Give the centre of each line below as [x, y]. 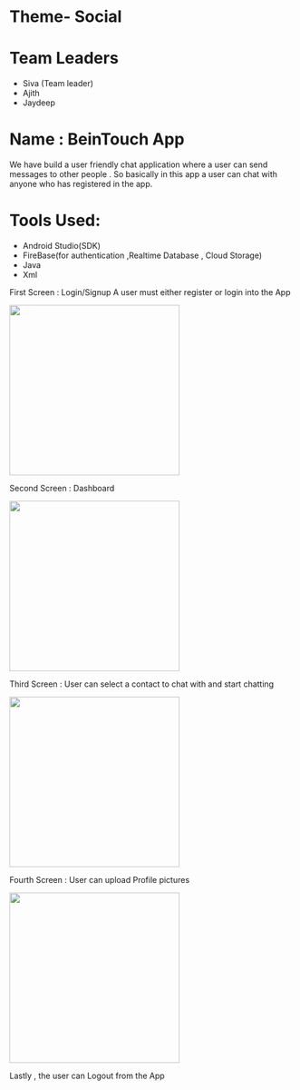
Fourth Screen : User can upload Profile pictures [100, 880]
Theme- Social [66, 17]
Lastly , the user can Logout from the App [87, 1075]
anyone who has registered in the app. [81, 184]
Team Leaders [64, 59]
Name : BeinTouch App [97, 139]
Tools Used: [55, 221]
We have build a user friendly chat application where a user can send [139, 164]
